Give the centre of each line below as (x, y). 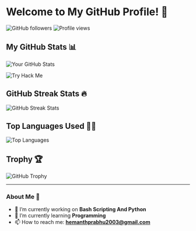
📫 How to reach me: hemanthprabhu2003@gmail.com (82, 222)
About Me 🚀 (23, 197)
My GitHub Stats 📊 (41, 47)
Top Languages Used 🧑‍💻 (51, 126)
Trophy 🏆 (24, 159)
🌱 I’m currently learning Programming (60, 216)
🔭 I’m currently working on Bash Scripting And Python (80, 209)
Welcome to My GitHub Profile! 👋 (87, 12)
